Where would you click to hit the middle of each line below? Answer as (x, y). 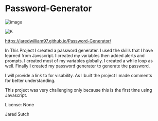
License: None (19, 104)
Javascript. (16, 95)
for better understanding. (30, 81)
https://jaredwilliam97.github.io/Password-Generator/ (58, 41)
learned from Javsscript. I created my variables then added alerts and (75, 55)
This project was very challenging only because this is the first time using (79, 90)
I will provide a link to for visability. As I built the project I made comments (79, 75)
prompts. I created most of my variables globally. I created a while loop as (79, 60)
